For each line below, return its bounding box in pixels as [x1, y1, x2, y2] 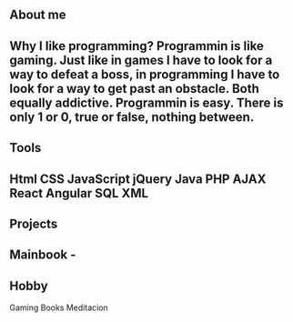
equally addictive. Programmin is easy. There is [9, 95, 284, 110]
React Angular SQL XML [9, 186, 148, 201]
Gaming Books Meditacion [9, 302, 109, 313]
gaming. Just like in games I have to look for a [9, 52, 273, 67]
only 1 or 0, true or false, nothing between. [9, 109, 255, 125]
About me [9, 7, 66, 23]
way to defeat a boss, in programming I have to [9, 66, 280, 82]
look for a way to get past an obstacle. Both [9, 81, 259, 96]
